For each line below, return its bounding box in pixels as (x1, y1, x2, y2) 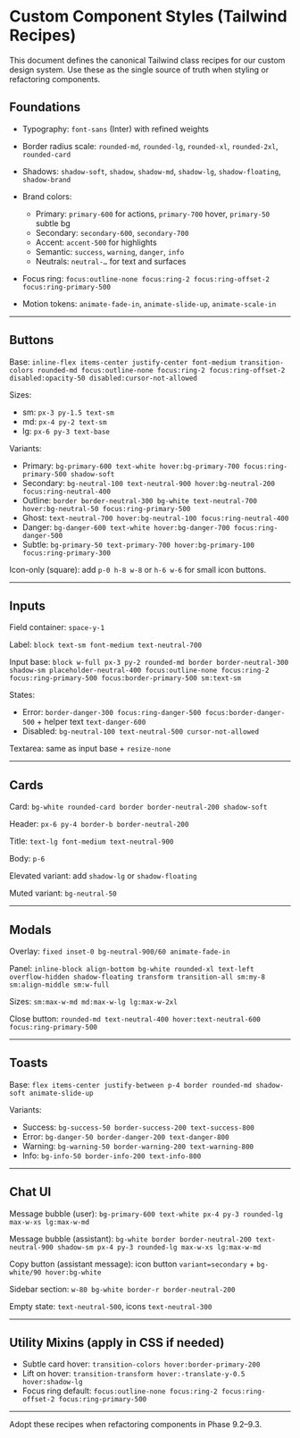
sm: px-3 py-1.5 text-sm (21, 407, 114, 417)
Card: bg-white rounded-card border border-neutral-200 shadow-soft (9, 802, 268, 812)
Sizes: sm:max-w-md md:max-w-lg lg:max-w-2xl (9, 997, 179, 1006)
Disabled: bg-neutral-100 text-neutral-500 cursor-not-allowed (21, 726, 260, 736)
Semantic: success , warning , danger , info (35, 246, 185, 256)
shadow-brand (21, 175, 71, 184)
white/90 (9, 1267, 42, 1277)
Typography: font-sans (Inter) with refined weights (21, 123, 210, 134)
